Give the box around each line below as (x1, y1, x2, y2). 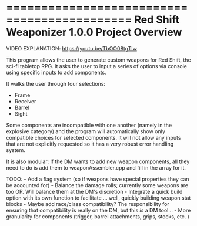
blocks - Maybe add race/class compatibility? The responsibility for (6, 200, 169, 207)
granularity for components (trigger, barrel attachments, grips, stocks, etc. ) (6, 212, 190, 220)
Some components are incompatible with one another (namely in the (6, 122, 172, 129)
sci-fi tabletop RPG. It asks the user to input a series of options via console (6, 62, 187, 69)
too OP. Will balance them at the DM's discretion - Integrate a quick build (6, 188, 183, 195)
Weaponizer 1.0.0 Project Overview (6, 26, 182, 39)
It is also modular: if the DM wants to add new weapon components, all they (6, 158, 190, 165)
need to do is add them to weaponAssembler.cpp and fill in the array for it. (6, 164, 186, 171)
